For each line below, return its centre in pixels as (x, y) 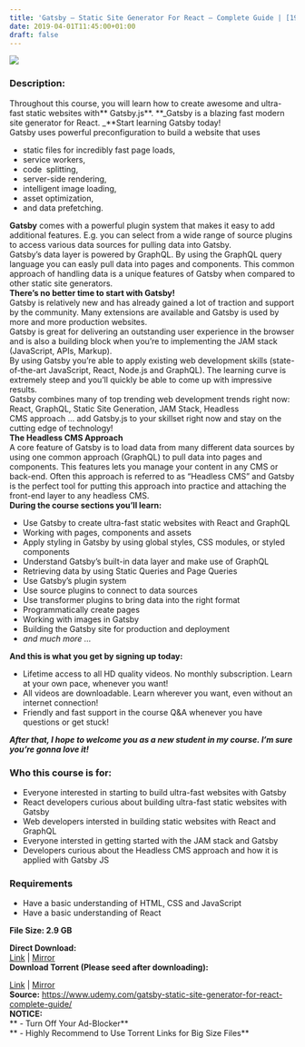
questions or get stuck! (65, 722)
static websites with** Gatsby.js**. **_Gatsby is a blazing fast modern (155, 113)
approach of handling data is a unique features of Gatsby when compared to (152, 273)
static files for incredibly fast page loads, (98, 150)
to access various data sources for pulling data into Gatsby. (120, 244)
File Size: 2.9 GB (41, 931)
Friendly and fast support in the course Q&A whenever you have (143, 712)
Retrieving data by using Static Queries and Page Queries (130, 571)
